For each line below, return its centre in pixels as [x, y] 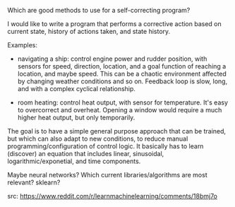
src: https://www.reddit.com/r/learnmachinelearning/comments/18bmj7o [112, 196]
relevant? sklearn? [34, 182]
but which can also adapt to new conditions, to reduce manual [98, 138]
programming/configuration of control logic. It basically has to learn [106, 146]
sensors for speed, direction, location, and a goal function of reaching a [122, 66]
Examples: [22, 45]
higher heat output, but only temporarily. [76, 117]
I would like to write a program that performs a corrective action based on [115, 24]
